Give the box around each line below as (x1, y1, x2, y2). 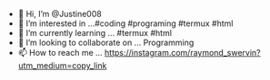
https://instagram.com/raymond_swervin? (104, 48, 261, 58)
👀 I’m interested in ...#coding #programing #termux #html (17, 18, 234, 29)
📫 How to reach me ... (17, 48, 103, 58)
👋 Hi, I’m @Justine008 (17, 9, 102, 19)
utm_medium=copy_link (17, 60, 107, 71)
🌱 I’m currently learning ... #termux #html (17, 28, 173, 38)
